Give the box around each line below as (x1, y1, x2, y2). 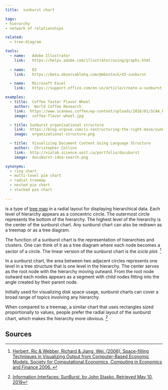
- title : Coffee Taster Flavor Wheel (9, 99, 91, 104)
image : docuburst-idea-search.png (14, 155, 88, 160)
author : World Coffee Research (14, 104, 81, 109)
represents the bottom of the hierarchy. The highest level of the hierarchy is (5, 216, 161, 222)
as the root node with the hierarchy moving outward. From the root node (5, 269, 154, 275)
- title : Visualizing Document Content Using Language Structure (9, 141, 151, 146)
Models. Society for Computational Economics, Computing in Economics (12, 358, 162, 364)
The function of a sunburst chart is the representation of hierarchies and (5, 236, 154, 242)
